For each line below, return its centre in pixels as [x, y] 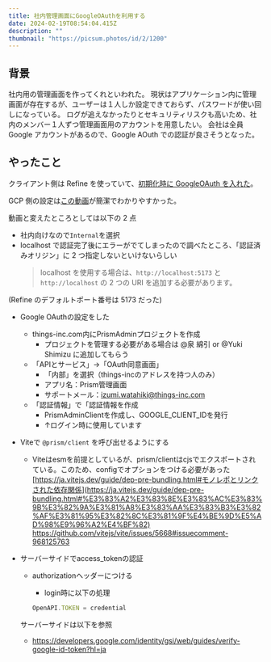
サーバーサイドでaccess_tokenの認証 [81, 558]
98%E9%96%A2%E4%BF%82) [97, 524]
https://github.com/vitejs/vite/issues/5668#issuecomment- [130, 533]
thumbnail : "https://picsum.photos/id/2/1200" [88, 38]
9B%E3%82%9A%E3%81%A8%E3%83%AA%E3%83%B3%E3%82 [146, 507]
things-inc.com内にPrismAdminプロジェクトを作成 [116, 334]
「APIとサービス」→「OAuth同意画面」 [98, 364]
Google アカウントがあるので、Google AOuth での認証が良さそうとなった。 [134, 135]
